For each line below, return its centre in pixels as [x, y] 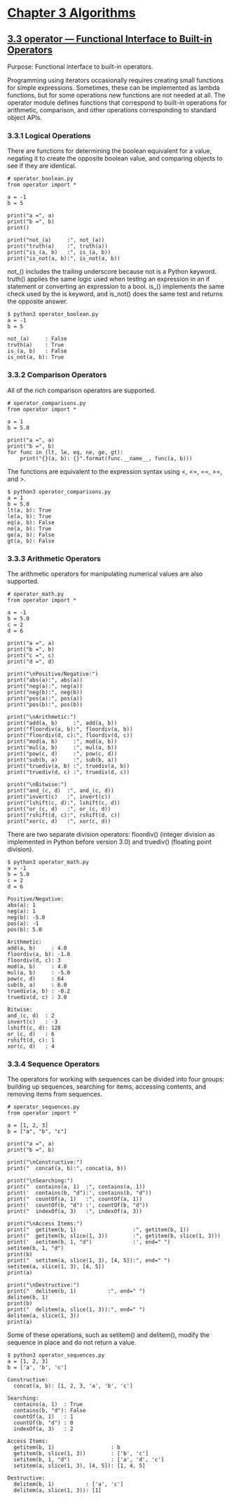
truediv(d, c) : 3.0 [37, 997]
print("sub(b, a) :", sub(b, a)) [62, 759]
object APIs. [25, 118]
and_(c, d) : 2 [31, 1016]
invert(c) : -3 [33, 1022]
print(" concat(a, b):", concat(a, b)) [67, 1169]
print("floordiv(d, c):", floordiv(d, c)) [70, 735]
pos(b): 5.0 [25, 929]
